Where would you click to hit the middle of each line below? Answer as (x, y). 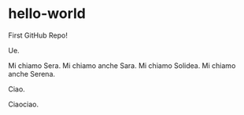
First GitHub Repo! (38, 35)
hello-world (47, 14)
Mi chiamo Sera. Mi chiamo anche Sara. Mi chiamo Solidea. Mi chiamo (122, 65)
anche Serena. (32, 74)
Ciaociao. (24, 104)
